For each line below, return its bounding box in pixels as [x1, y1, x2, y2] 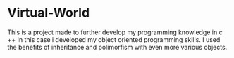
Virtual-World [7, 5, 90, 21]
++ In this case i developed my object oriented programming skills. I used [7, 35, 221, 43]
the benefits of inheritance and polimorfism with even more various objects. [7, 43, 228, 51]
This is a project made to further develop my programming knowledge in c [7, 28, 223, 36]
